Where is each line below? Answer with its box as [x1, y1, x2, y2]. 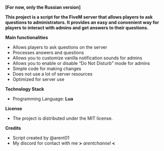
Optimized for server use [12, 77, 65, 82]
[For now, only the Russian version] [5, 5, 81, 10]
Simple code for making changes [12, 65, 82, 71]
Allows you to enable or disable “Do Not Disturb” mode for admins [12, 60, 150, 66]
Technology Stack [5, 86, 44, 92]
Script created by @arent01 [12, 135, 70, 140]
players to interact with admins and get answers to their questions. [5, 25, 149, 31]
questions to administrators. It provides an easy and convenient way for [5, 20, 159, 25]
